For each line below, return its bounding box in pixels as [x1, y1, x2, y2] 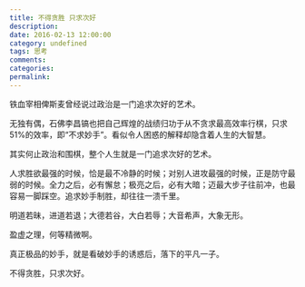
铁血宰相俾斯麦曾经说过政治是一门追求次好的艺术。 [9, 98, 201, 109]
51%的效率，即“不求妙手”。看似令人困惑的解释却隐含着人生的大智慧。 [9, 129, 271, 140]
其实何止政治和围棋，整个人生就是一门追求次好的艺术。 [9, 148, 216, 159]
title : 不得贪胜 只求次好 [9, 13, 97, 23]
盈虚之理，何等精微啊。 [9, 229, 97, 240]
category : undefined [9, 38, 88, 48]
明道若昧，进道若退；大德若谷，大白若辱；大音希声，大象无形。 [9, 210, 248, 221]
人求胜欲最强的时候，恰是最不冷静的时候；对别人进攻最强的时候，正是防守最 [9, 167, 296, 178]
